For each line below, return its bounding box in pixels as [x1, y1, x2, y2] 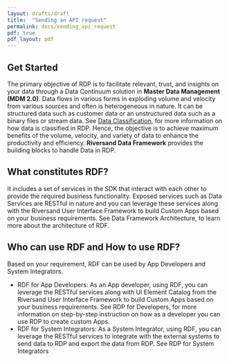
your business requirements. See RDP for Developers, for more [17, 302, 197, 311]
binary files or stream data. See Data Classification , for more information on [7, 116, 223, 125]
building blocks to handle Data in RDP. [7, 146, 116, 154]
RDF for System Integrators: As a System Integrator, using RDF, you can [17, 325, 221, 333]
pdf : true [7, 29, 36, 37]
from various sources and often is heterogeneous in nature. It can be [7, 102, 203, 110]
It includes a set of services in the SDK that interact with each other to [7, 184, 207, 192]
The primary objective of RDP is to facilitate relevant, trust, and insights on [7, 80, 219, 88]
